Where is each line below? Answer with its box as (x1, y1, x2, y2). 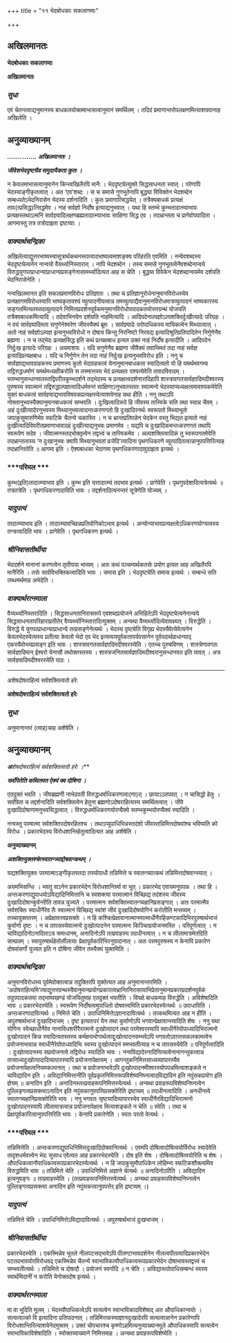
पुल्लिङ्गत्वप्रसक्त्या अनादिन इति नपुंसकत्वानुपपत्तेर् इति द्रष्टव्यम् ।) (7, 1182, 149, 1191)
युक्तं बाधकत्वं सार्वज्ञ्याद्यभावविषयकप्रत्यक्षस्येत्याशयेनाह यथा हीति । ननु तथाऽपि (7, 390, 174, 399)
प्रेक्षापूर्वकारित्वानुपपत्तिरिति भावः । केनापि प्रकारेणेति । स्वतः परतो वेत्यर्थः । (7, 1109, 164, 1118)
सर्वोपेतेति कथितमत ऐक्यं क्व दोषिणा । (7, 776, 86, 784)
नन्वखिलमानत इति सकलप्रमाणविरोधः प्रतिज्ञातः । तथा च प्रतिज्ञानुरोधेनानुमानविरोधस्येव (7, 289, 188, 298)
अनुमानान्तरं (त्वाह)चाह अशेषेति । (7, 723, 79, 732)
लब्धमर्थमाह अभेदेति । (7, 576, 54, 584)
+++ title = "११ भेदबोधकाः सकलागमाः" (7, 7, 99, 15)
